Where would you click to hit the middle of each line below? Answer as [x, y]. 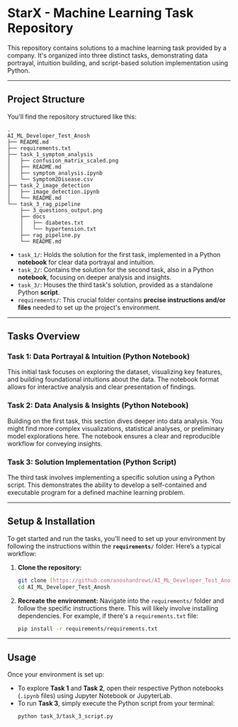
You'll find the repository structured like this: [72, 116]
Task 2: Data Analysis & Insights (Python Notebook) [98, 405]
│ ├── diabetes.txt [52, 223]
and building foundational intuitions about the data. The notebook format [113, 379]
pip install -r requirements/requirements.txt [87, 629]
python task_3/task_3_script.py [65, 716]
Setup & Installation [51, 521]
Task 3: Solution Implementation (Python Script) [92, 461]
